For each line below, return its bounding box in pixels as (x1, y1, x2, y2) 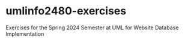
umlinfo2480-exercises (5, 4, 127, 18)
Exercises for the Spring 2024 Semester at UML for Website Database (5, 24, 179, 31)
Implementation (5, 30, 44, 37)
